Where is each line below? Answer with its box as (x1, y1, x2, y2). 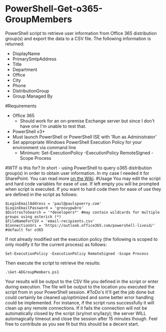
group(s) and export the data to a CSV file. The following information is (5, 36, 151, 42)
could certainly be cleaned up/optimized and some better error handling (5, 294, 154, 300)
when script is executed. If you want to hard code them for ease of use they (5, 186, 161, 192)
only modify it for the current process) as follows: (5, 241, 107, 247)
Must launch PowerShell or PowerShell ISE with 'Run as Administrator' (12, 134, 157, 140)
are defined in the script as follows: (5, 191, 78, 197)
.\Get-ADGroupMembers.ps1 (5, 269, 59, 274)
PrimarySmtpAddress (12, 56, 56, 62)
